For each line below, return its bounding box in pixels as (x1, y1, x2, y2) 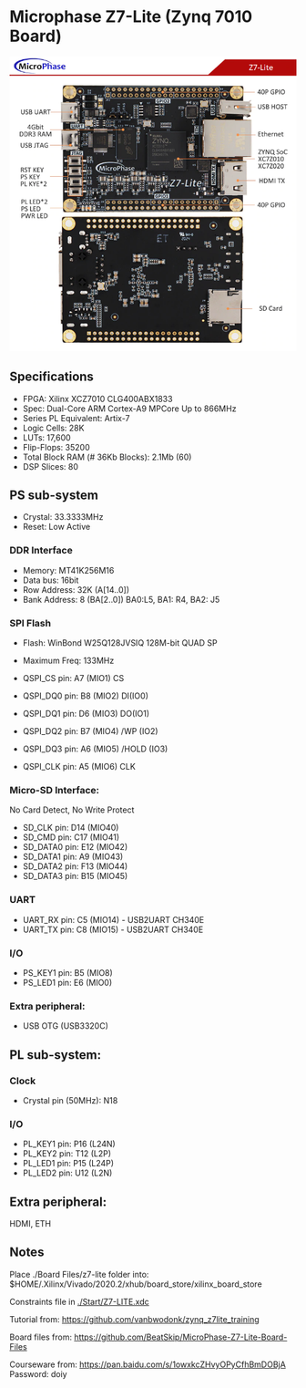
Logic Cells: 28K (22, 422, 85, 433)
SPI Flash (9, 616, 52, 629)
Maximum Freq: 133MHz (22, 655, 115, 667)
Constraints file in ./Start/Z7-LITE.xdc (9, 1296, 150, 1307)
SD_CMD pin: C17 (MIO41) (22, 832, 120, 843)
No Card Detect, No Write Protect (9, 804, 135, 815)
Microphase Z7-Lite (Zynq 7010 (9, 6, 253, 27)
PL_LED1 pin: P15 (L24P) (22, 1158, 115, 1169)
